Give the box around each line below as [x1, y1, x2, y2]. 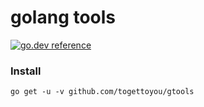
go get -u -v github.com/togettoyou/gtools [10, 87, 195, 97]
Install [10, 64, 42, 78]
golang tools [10, 6, 117, 29]
